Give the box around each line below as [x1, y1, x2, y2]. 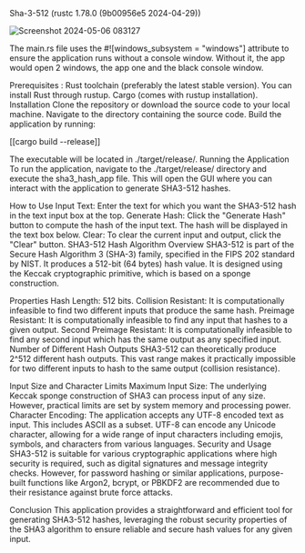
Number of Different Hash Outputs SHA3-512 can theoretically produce [9, 344, 277, 354]
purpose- [249, 468, 284, 478]
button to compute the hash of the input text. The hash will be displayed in [9, 220, 289, 230]
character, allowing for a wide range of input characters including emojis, [9, 429, 284, 439]
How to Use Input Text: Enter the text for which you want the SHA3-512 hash [9, 200, 297, 211]
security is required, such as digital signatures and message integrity [9, 458, 269, 468]
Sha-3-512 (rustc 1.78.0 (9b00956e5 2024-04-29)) [9, 8, 201, 18]
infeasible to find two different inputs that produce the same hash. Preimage [9, 305, 295, 316]
